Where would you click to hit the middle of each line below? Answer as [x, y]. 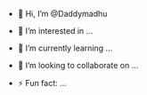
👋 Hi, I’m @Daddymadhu [62, 14]
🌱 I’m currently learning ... [65, 48]
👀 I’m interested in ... [55, 31]
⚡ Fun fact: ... [42, 83]
